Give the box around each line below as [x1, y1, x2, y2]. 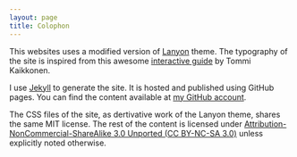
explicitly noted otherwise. [9, 137, 107, 148]
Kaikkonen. [9, 64, 51, 76]
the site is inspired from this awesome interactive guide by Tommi [9, 55, 251, 66]
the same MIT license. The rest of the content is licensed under [9, 118, 243, 129]
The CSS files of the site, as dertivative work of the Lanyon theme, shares [9, 109, 281, 120]
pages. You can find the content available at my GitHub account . [9, 91, 247, 103]
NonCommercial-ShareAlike [9, 128, 112, 138]
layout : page [9, 12, 58, 22]
